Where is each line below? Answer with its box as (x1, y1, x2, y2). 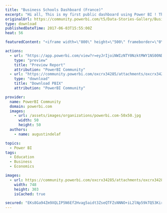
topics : (5, 141, 21, 146)
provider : (5, 94, 26, 100)
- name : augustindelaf (14, 132, 61, 137)
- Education (9, 155, 35, 160)
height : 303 (14, 187, 39, 192)
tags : (5, 150, 16, 155)
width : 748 (14, 182, 37, 187)
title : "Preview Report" (14, 62, 66, 67)
